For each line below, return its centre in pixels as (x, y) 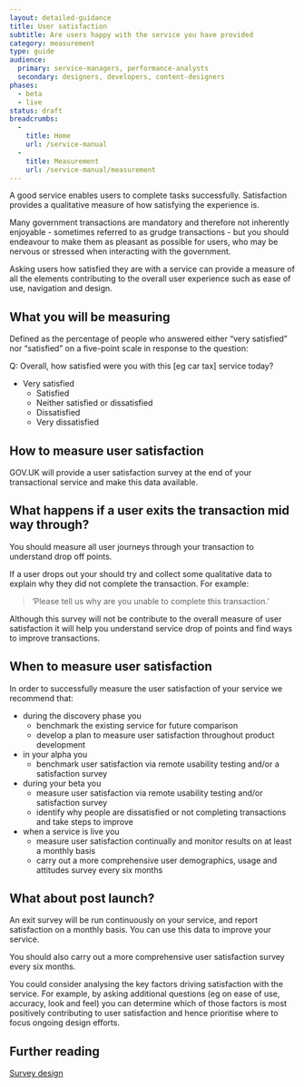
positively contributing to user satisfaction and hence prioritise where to (144, 1014)
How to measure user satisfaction (107, 450)
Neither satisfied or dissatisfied (94, 403)
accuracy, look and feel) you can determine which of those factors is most (148, 1004)
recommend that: (42, 698)
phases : (24, 85)
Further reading (54, 1051)
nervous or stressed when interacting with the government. (120, 251)
